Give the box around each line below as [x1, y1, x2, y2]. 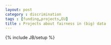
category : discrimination [5, 12, 61, 17]
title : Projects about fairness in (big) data [5, 21, 106, 26]
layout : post [5, 7, 32, 12]
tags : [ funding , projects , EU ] [5, 16, 68, 21]
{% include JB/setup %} [5, 35, 55, 41]
